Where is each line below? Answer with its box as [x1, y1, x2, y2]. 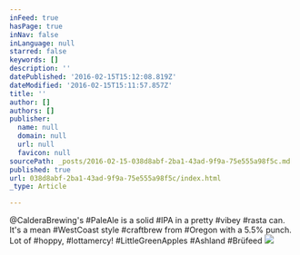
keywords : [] [9, 55, 59, 64]
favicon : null [17, 148, 71, 157]
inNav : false [9, 30, 59, 39]
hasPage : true [9, 22, 64, 31]
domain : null [17, 132, 67, 141]
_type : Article [9, 182, 67, 191]
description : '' [9, 64, 71, 74]
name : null [17, 123, 59, 132]
